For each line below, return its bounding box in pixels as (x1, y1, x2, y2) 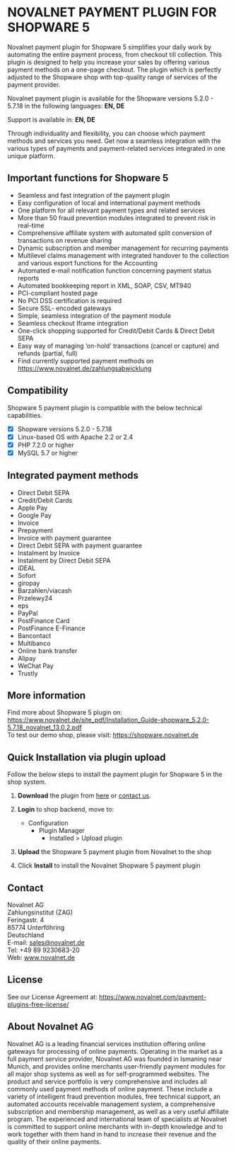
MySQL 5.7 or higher (17, 448, 78, 457)
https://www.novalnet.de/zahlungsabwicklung (17, 364, 152, 373)
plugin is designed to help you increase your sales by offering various (7, 57, 210, 66)
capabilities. (7, 411, 42, 419)
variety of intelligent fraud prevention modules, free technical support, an (7, 1092, 221, 1101)
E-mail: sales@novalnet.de (7, 938, 85, 947)
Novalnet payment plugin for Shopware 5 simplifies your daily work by (7, 42, 212, 51)
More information (7, 690, 86, 702)
